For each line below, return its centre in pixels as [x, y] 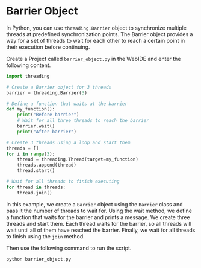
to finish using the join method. [46, 236]
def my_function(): [31, 109]
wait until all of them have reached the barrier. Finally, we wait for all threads [101, 230]
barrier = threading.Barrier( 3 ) [47, 93]
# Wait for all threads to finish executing [63, 182]
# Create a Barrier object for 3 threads [59, 87]
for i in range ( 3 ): [31, 154]
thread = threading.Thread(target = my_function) [78, 159]
